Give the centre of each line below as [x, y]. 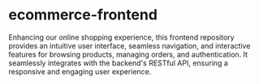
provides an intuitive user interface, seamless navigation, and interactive [129, 45]
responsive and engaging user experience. [80, 71]
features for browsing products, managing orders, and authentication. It [128, 54]
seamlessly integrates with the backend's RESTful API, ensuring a [119, 63]
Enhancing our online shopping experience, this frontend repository [121, 37]
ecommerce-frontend [83, 15]
